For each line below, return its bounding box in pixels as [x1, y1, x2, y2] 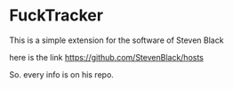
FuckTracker [9, 5, 104, 26]
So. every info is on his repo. [9, 69, 114, 80]
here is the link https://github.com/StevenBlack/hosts [9, 52, 205, 62]
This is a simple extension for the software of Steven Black [9, 35, 224, 45]
